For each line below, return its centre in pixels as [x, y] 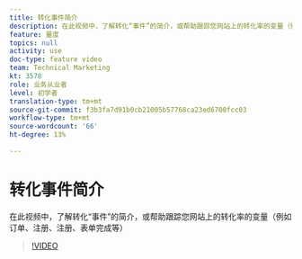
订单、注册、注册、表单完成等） [68, 228]
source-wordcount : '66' [54, 127]
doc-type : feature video [56, 59]
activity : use [36, 51]
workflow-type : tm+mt [50, 118]
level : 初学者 [34, 93]
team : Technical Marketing [60, 68]
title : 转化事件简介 [44, 18]
